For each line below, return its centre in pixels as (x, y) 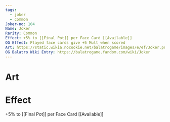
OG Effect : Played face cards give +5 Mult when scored (65, 43)
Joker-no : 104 (20, 24)
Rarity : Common (21, 33)
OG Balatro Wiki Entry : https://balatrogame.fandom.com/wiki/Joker (78, 52)
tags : (11, 10)
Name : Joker (18, 29)
